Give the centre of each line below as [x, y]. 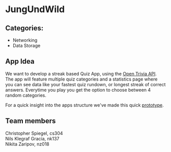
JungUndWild [35, 9]
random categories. [26, 95]
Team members [31, 121]
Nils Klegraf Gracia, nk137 [32, 138]
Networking [25, 40]
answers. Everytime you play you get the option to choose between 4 [78, 90]
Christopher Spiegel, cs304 [34, 133]
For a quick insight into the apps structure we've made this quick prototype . [84, 105]
